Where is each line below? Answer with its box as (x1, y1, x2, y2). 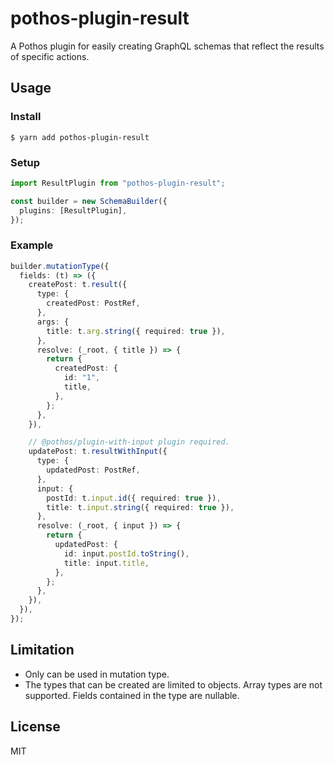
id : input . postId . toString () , (63, 548, 190, 559)
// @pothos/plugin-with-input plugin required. (28, 437, 230, 447)
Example (10, 238, 54, 252)
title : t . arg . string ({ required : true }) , (46, 326, 226, 336)
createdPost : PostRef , (46, 298, 141, 309)
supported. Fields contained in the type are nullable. (24, 689, 240, 701)
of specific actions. (10, 50, 90, 62)
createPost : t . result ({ (28, 280, 128, 290)
